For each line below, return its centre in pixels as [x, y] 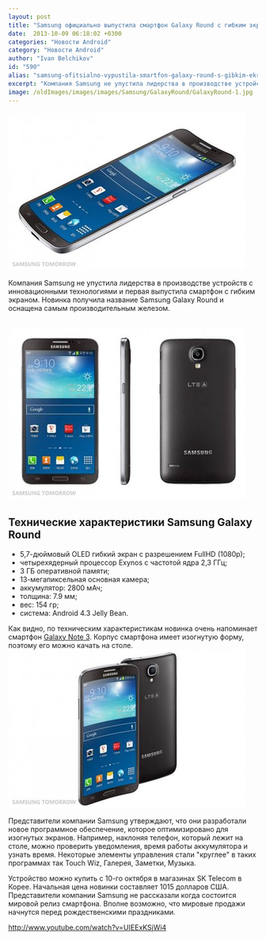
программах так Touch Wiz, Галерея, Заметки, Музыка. [102, 863]
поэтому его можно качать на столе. [70, 645]
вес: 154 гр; [39, 604]
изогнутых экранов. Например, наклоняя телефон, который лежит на [126, 838]
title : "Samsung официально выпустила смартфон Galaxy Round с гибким [127, 25]
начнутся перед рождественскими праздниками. [92, 911]
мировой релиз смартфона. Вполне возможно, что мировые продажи [127, 904]
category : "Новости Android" [56, 50]
